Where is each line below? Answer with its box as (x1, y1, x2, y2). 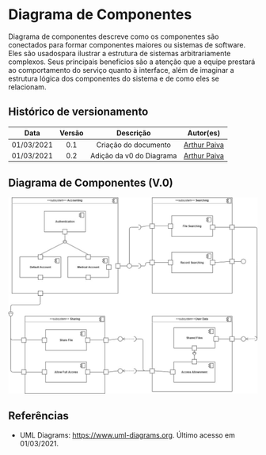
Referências (8, 409, 70, 423)
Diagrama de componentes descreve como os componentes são (8, 32, 219, 41)
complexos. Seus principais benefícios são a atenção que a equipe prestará (8, 57, 256, 66)
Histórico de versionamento (8, 105, 149, 119)
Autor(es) (187, 128, 220, 138)
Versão (59, 128, 84, 138)
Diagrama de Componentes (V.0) (8, 176, 173, 189)
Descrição (116, 128, 151, 138)
